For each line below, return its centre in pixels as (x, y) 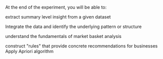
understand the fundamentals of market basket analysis (63, 36)
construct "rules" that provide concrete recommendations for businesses (81, 46)
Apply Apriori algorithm (30, 51)
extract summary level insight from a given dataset (58, 17)
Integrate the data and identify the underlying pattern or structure (73, 26)
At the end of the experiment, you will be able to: (56, 7)
